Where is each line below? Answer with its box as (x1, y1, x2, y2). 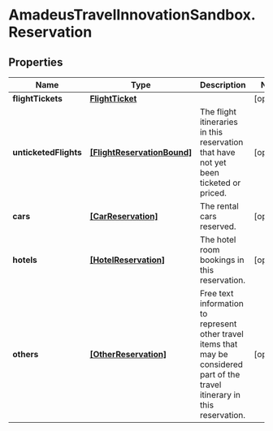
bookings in (199, 254, 245, 265)
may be (199, 349, 229, 360)
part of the (199, 369, 240, 380)
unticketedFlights (12, 147, 83, 157)
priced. (199, 187, 227, 198)
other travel (199, 329, 244, 339)
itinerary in (199, 390, 241, 400)
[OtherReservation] (89, 349, 167, 360)
